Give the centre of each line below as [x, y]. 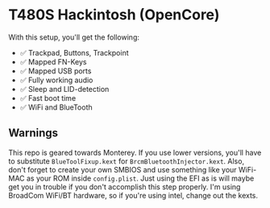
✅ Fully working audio [56, 80]
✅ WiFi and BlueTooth [56, 107]
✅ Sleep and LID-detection [64, 89]
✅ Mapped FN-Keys [53, 61]
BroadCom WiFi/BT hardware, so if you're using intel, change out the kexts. [133, 195]
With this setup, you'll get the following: [74, 37]
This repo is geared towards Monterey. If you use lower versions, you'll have [135, 152]
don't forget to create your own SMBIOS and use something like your [123, 169]
